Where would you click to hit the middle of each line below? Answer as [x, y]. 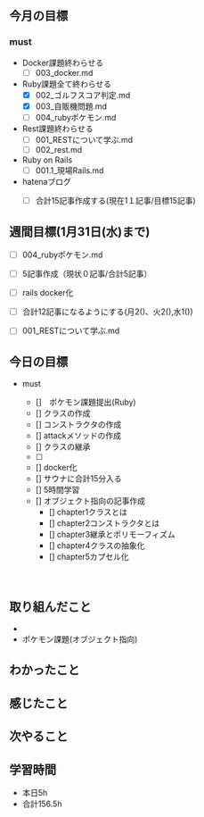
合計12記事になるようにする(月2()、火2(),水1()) [107, 312]
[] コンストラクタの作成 [78, 425]
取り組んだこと [50, 607]
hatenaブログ [46, 182]
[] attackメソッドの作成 [78, 436]
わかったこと [45, 670]
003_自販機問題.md [71, 106]
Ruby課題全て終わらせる [66, 84]
